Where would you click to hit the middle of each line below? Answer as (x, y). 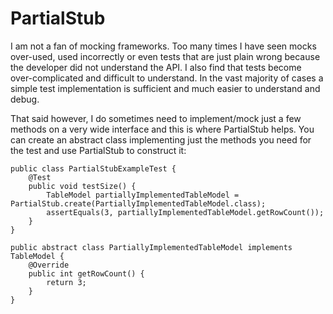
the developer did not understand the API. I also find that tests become (156, 67)
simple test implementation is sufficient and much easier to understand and (165, 88)
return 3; (66, 282)
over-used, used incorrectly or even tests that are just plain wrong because (165, 56)
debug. (25, 99)
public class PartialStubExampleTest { (93, 168)
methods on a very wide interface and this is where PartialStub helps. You (162, 129)
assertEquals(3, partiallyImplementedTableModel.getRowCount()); (185, 212)
